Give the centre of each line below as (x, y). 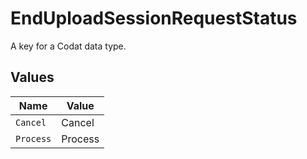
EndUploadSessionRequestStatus (154, 18)
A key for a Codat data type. (68, 46)
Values (32, 77)
